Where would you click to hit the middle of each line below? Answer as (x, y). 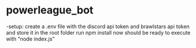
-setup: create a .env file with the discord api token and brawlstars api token (98, 26)
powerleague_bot (50, 10)
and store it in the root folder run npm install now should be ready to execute (98, 32)
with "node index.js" (30, 39)
